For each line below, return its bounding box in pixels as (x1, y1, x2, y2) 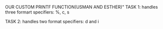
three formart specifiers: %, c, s (5, 9, 70, 15)
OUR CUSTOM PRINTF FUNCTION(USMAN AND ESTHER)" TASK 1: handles (5, 4, 158, 10)
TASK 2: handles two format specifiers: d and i (5, 19, 99, 24)
